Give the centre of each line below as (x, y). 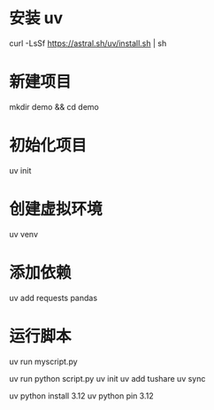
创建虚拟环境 (56, 209)
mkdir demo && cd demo (54, 106)
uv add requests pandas (53, 298)
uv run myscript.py (43, 361)
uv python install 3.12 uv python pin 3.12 (82, 396)
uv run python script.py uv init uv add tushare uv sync (107, 378)
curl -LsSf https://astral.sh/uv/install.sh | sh (88, 43)
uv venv (23, 234)
